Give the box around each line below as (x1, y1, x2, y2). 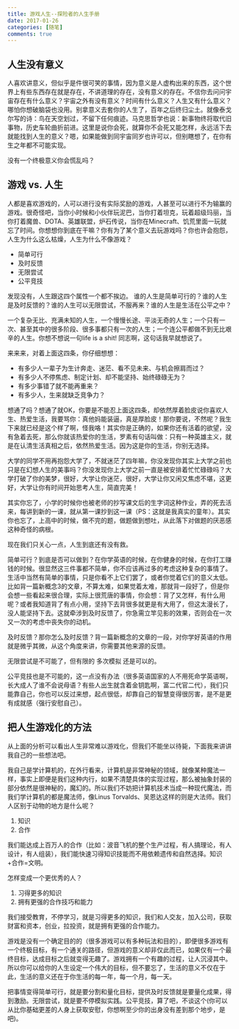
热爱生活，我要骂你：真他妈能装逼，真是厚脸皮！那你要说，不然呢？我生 (19, 414, 232, 423)
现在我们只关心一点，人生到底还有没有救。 (7, 540, 132, 548)
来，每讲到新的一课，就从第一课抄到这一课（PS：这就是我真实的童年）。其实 (7, 507, 230, 516)
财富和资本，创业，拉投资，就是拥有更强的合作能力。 (7, 921, 164, 930)
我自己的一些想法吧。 (7, 751, 70, 759)
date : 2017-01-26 (7, 17, 59, 24)
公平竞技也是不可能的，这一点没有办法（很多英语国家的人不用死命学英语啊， (7, 672, 232, 680)
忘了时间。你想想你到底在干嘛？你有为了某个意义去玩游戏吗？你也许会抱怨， (7, 226, 232, 234)
